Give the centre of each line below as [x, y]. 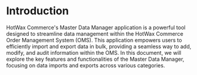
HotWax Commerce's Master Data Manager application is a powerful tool [96, 27]
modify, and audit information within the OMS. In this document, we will [94, 52]
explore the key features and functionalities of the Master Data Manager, [95, 59]
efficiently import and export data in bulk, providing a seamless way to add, [99, 46]
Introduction [38, 11]
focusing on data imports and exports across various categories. [86, 65]
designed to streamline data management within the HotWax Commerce [95, 33]
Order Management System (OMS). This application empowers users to [94, 40]
